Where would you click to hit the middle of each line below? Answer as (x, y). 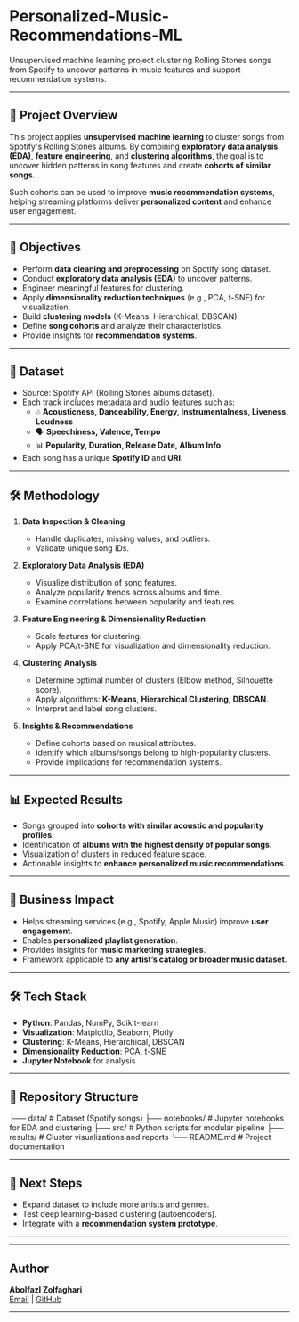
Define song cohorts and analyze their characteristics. (122, 325)
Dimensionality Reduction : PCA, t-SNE (94, 1051)
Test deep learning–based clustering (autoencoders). (120, 1214)
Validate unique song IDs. (82, 548)
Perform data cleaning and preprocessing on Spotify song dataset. (146, 268)
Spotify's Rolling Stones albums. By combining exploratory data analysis (144, 146)
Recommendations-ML (96, 35)
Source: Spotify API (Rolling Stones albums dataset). (118, 393)
